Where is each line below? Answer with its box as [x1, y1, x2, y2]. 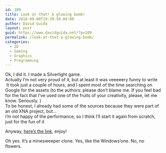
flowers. [5, 143, 22, 149]
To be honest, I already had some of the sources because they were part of [5, 103, 160, 109]
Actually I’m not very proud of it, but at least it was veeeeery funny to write [5, 77, 158, 83]
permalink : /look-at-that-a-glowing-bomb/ [5, 35, 94, 40]
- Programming [9, 58, 39, 63]
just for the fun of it [5, 119, 45, 125]
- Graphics [9, 53, 32, 58]
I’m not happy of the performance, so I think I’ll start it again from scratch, [5, 113, 156, 119]
